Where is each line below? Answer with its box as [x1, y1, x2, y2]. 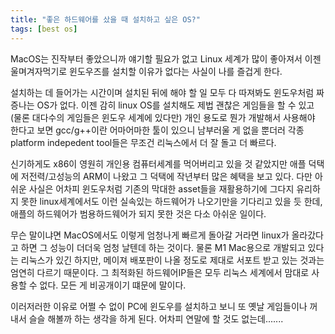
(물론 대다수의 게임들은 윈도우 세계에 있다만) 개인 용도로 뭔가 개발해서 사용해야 [10, 111, 316, 123]
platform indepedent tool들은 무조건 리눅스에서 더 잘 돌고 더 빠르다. [10, 136, 277, 148]
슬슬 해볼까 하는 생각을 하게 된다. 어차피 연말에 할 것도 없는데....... [28, 312, 284, 325]
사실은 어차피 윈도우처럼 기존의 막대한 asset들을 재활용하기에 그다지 [28, 182, 295, 195]
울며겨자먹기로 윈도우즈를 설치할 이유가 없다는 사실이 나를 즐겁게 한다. [10, 65, 283, 77]
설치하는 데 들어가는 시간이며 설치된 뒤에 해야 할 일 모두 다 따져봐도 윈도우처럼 [10, 86, 315, 98]
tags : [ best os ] [10, 24, 78, 34]
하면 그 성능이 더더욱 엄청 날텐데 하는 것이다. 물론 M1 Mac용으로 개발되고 [20, 241, 306, 253]
